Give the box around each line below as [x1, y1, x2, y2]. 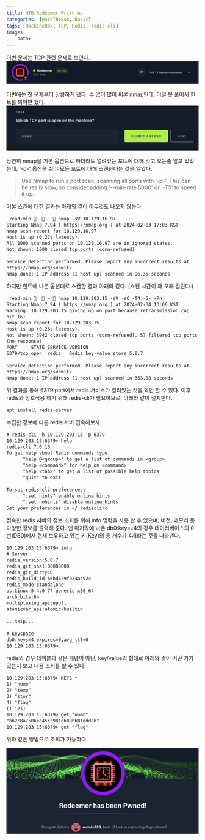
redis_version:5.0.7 [6, 557, 59, 563]
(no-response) [6, 338, 43, 344]
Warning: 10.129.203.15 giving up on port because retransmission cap [6, 307, 190, 313]
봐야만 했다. [17, 99, 46, 106]
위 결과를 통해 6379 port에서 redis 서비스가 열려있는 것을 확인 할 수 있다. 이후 [6, 386, 191, 394]
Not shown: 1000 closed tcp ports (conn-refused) [6, 246, 135, 252]
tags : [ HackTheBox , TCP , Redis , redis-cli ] [6, 23, 119, 29]
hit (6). [6, 313, 29, 320]
